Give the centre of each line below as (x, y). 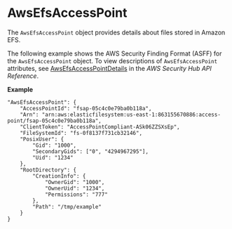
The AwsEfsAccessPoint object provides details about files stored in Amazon (116, 32)
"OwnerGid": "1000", (75, 182)
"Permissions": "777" (76, 195)
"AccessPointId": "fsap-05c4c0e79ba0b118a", (86, 108)
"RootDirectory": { (48, 170)
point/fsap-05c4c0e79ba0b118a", (54, 121)
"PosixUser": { (42, 139)
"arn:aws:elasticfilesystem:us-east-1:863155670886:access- (131, 115)
